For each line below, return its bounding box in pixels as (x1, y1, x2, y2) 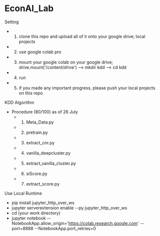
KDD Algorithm (4, 99, 34, 105)
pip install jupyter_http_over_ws (11, 200, 75, 205)
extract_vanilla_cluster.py (26, 160, 76, 166)
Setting (4, 19, 19, 25)
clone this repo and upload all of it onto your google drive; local (18, 33, 146, 39)
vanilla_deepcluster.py (26, 150, 71, 156)
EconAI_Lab (4, 3, 54, 14)
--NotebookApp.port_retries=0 (34, 225, 96, 231)
